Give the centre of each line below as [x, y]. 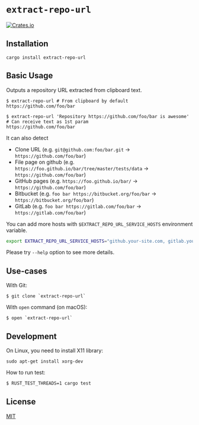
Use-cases [27, 271]
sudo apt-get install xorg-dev [45, 361]
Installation [27, 44]
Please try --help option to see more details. [60, 252]
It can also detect [27, 138]
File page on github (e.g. [45, 162]
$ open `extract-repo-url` [39, 318]
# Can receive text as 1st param [47, 122]
